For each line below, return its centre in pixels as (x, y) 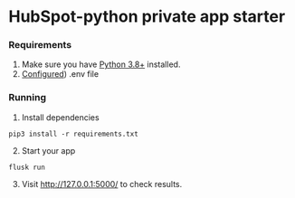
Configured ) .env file (60, 74)
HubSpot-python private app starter (147, 17)
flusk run (27, 167)
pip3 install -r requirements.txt (74, 134)
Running (28, 98)
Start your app (48, 150)
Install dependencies (61, 117)
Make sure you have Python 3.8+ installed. (101, 64)
